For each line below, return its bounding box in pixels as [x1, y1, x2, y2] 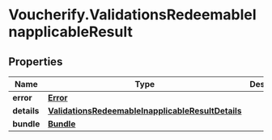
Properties [8, 55, 63, 68]
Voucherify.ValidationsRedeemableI [8, 6, 257, 24]
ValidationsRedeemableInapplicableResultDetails [47, 105, 242, 116]
